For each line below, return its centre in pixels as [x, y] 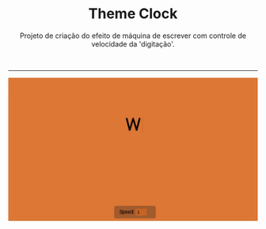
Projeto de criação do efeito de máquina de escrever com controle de [133, 36]
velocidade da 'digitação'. [133, 43]
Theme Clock [133, 14]
